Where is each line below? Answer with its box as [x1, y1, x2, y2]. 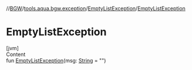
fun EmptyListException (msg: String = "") [6, 57, 106, 64]
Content [6, 51, 26, 58]
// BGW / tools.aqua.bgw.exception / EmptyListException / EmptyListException [6, 5, 186, 12]
